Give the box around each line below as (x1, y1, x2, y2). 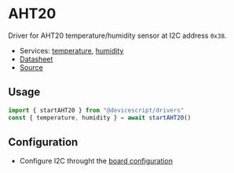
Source (19, 62, 43, 72)
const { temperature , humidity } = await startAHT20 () (8, 113, 192, 122)
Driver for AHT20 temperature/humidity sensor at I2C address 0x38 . (8, 31, 227, 40)
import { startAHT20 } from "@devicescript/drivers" (8, 106, 185, 114)
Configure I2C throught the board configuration (19, 156, 174, 166)
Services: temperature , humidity (19, 46, 124, 55)
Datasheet (19, 54, 53, 64)
